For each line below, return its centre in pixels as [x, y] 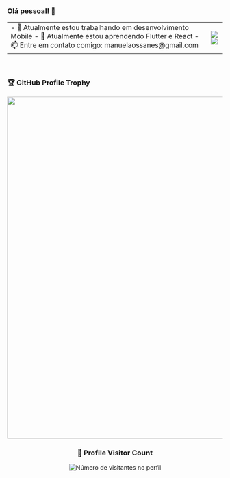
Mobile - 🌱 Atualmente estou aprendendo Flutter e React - [105, 36]
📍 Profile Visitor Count [115, 453]
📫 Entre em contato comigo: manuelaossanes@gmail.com [104, 45]
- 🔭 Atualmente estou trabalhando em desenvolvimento [100, 28]
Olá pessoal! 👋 [31, 11]
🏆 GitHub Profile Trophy [49, 83]
